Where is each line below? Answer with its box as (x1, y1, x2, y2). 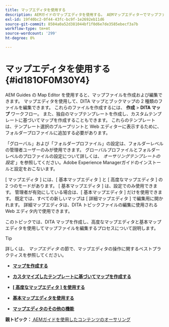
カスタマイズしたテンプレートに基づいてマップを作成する (12, 273, 132, 279)
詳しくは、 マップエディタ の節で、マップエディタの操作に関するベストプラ (5, 246, 161, 252)
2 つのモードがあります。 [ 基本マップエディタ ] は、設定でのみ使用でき (5, 182, 153, 189)
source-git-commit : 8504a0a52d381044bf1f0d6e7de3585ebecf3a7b (5, 21, 138, 27)
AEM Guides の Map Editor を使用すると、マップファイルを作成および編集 (5, 91, 158, 98)
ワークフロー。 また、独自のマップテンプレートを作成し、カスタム (11, 111, 149, 117)
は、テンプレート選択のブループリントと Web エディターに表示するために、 (5, 123, 162, 129)
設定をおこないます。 (14, 165, 58, 172)
